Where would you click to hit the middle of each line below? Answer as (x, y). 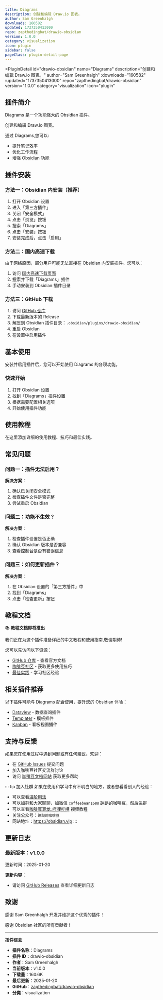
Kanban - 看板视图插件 (35, 725)
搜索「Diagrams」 (30, 225)
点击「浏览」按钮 (29, 220)
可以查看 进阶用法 (29, 797)
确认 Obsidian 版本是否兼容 (39, 545)
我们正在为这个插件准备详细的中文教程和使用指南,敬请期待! (64, 640)
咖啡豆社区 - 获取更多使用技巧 (42, 666)
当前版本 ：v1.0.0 (29, 968)
